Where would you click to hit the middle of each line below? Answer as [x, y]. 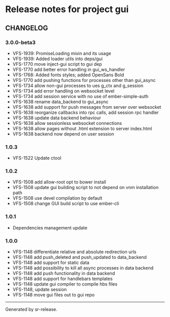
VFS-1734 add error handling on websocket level [63, 91]
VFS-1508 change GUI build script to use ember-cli [66, 204]
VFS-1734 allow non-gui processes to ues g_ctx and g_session [78, 85]
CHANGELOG [27, 28]
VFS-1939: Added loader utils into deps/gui [57, 59]
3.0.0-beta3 [20, 42]
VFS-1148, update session [40, 290]
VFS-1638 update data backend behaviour [57, 118]
